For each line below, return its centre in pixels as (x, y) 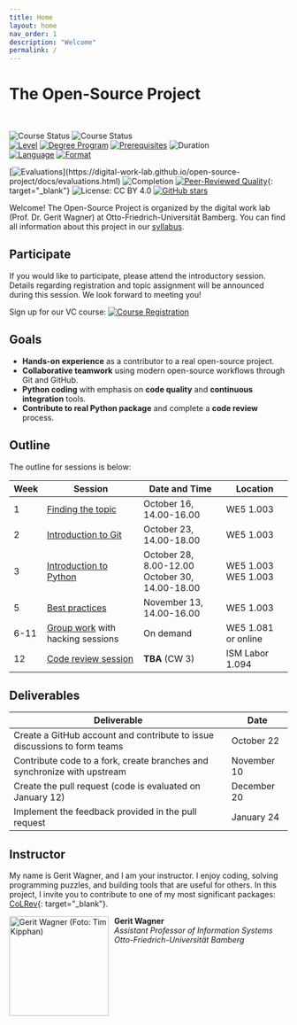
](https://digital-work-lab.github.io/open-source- (151, 172)
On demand (168, 633)
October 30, (169, 577)
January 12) (39, 797)
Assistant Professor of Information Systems (194, 930)
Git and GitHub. (50, 380)
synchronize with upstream (70, 772)
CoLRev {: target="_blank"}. (59, 904)
